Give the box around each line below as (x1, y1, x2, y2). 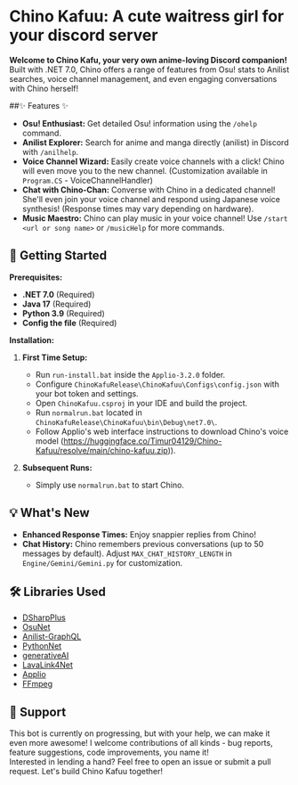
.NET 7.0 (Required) (21, 289, 95, 299)
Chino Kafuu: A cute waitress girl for (9, 6, 285, 27)
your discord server (9, 25, 158, 45)
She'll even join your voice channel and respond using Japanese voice (21, 193, 281, 204)
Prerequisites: (9, 272, 63, 282)
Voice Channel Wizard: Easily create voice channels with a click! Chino (21, 156, 285, 167)
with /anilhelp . (21, 146, 78, 157)
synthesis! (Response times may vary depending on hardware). (21, 203, 254, 214)
